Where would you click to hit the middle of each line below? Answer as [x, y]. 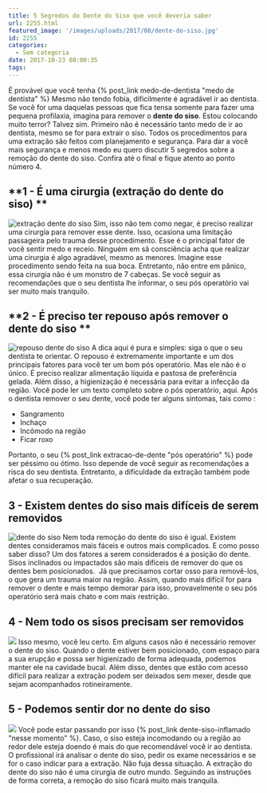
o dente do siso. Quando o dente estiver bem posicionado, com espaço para [134, 650]
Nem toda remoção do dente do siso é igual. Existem [149, 537]
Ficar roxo [36, 440]
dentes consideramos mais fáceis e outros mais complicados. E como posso [134, 546]
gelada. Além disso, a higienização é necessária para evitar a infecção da [129, 382]
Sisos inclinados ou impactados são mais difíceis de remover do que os [126, 562]
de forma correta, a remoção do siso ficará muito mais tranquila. [114, 780]
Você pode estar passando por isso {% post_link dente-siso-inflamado [134, 729]
